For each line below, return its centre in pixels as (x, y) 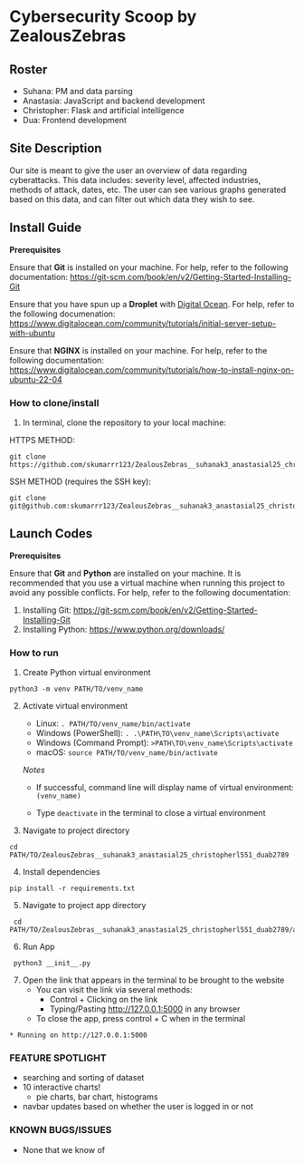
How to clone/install (54, 402)
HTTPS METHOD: (42, 440)
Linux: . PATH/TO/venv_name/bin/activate (114, 723)
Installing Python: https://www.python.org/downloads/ (123, 629)
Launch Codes (51, 533)
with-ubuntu (33, 333)
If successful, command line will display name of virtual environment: (165, 788)
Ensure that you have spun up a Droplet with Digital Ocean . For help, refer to (152, 304)
